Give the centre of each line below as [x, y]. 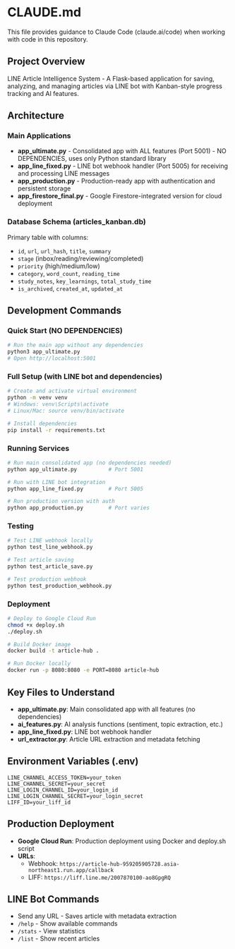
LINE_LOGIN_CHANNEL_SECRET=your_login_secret [75, 796]
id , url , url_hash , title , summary [64, 250]
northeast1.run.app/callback [71, 870]
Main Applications [40, 136]
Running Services [38, 448]
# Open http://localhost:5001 [52, 358]
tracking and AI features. [43, 93]
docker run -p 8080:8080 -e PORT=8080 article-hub [83, 670]
